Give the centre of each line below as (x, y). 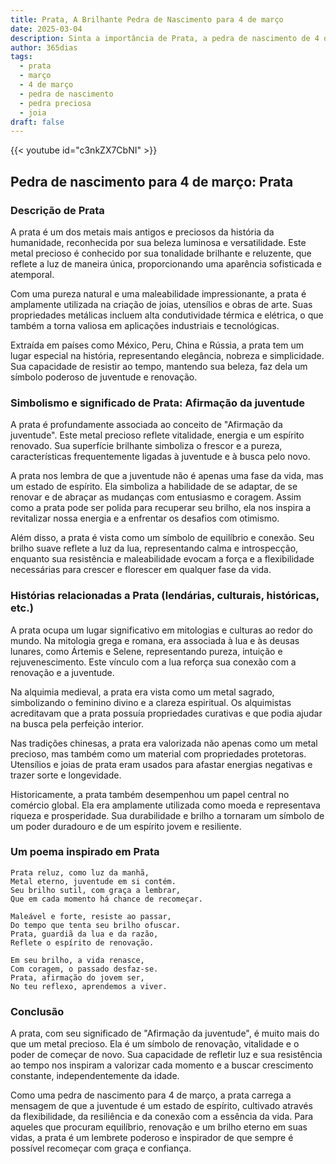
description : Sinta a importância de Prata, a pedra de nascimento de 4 (165, 38)
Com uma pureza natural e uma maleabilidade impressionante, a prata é (158, 293)
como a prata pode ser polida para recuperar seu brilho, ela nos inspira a (161, 508)
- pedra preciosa (55, 103)
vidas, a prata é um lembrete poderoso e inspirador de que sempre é (152, 1138)
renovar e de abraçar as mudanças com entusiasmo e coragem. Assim (156, 497)
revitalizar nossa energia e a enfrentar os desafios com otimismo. (145, 518)
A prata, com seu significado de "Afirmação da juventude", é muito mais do (165, 1033)
